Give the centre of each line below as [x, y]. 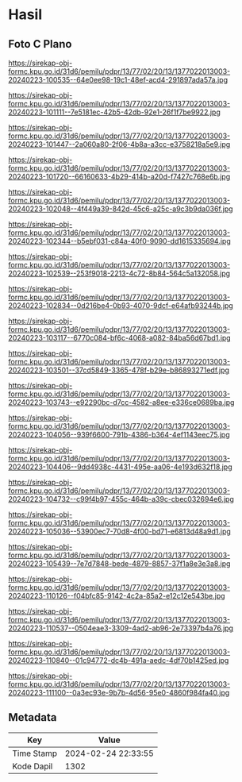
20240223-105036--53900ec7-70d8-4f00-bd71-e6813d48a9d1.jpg [120, 531]
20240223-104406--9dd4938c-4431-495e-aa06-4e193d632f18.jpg [120, 467]
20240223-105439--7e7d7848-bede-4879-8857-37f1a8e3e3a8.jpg [119, 564]
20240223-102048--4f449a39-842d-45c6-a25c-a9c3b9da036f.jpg [121, 209]
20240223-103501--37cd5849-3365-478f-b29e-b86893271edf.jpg [119, 370]
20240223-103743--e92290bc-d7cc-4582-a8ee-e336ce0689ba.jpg [121, 402]
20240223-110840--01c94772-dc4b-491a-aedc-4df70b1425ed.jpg [119, 660]
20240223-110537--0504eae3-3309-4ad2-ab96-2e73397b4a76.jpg [121, 628]
